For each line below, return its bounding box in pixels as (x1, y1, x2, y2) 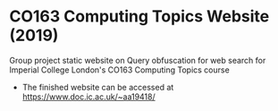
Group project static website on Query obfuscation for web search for (9, 55, 266, 65)
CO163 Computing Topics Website (9, 6, 270, 27)
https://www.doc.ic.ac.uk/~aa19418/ (21, 91, 156, 102)
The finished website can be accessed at (21, 81, 174, 92)
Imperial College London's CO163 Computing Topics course (9, 64, 230, 75)
